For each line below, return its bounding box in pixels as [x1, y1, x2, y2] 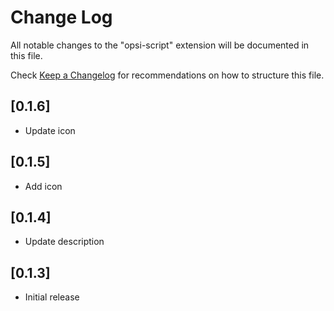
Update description [24, 236, 105, 248]
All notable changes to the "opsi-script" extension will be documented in [10, 39, 310, 51]
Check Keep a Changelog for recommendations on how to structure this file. [10, 69, 325, 81]
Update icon [24, 124, 76, 136]
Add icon [24, 180, 63, 192]
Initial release [24, 291, 80, 303]
